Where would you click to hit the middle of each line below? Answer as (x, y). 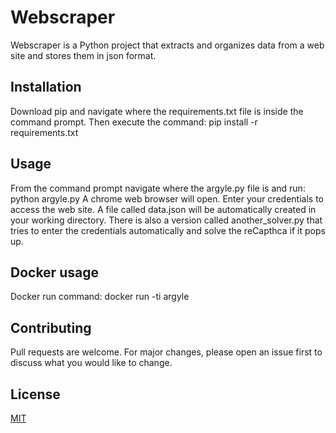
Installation (46, 87)
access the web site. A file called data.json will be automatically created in (163, 209)
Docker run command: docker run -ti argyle (100, 297)
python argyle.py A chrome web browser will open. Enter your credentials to (167, 198)
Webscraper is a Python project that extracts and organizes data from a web (167, 45)
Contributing (51, 327)
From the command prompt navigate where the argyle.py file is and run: (158, 188)
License (35, 394)
